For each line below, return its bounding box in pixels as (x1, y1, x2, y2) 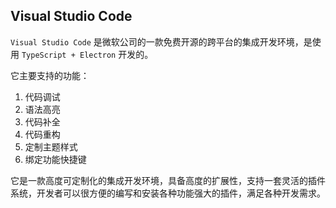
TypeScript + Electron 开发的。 (21, 48, 154, 60)
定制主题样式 (24, 140, 78, 153)
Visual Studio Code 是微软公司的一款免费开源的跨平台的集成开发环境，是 (10, 35, 313, 48)
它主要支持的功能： (10, 69, 90, 81)
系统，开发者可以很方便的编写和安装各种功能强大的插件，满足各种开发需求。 (10, 187, 326, 199)
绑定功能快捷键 (24, 153, 87, 165)
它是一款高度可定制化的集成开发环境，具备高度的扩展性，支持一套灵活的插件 (10, 174, 326, 186)
